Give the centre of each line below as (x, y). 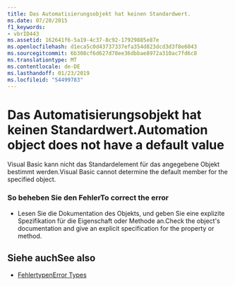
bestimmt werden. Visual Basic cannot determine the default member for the (117, 172)
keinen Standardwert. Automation (108, 130)
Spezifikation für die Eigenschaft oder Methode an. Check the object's (119, 221)
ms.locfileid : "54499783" (45, 80)
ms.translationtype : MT (42, 60)
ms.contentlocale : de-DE (44, 67)
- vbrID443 (23, 34)
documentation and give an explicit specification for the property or (116, 228)
